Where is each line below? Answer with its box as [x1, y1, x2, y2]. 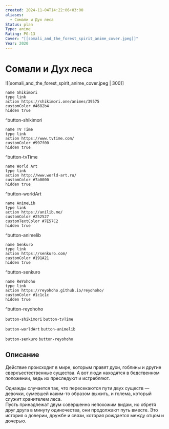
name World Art [5, 164, 38, 169]
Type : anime [5, 27, 31, 32]
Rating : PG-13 [5, 31, 36, 36]
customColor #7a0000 [5, 177, 50, 182]
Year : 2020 [5, 41, 29, 46]
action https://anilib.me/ [5, 209, 63, 215]
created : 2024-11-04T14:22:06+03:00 [5, 7, 83, 13]
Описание [5, 350, 39, 359]
